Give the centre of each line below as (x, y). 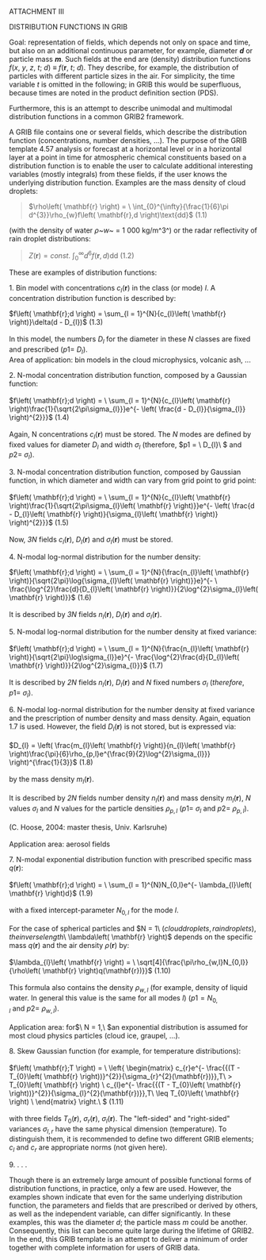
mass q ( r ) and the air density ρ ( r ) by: (69, 946)
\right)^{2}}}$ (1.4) (39, 417)
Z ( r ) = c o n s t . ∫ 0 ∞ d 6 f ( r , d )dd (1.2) (81, 256)
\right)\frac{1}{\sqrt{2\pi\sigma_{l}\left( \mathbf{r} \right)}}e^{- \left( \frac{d (132, 506)
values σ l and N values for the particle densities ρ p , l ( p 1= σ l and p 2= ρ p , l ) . (129, 809)
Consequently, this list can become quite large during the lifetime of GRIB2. (131, 1231)
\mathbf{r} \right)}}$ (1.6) (50, 598)
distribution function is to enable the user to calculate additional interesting (131, 166)
